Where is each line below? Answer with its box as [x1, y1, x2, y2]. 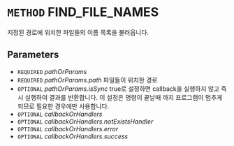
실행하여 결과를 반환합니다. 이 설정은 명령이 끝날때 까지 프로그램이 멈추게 [24, 93, 223, 101]
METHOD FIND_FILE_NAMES [7, 4, 159, 20]
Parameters [7, 49, 59, 61]
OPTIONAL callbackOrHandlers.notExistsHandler [17, 117, 154, 126]
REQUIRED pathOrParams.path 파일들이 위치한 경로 [17, 75, 158, 84]
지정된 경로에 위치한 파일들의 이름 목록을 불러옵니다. [7, 28, 149, 36]
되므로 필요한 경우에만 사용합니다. [17, 102, 110, 110]
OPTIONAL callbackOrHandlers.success [17, 132, 128, 140]
